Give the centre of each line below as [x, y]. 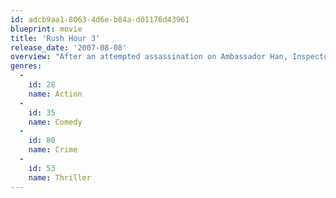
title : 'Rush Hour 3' [55, 38]
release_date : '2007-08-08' [69, 47]
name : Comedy [55, 122]
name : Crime [53, 150]
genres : [26, 66]
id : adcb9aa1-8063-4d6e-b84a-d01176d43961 [100, 19]
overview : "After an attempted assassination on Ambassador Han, [149, 57]
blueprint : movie [46, 29]
